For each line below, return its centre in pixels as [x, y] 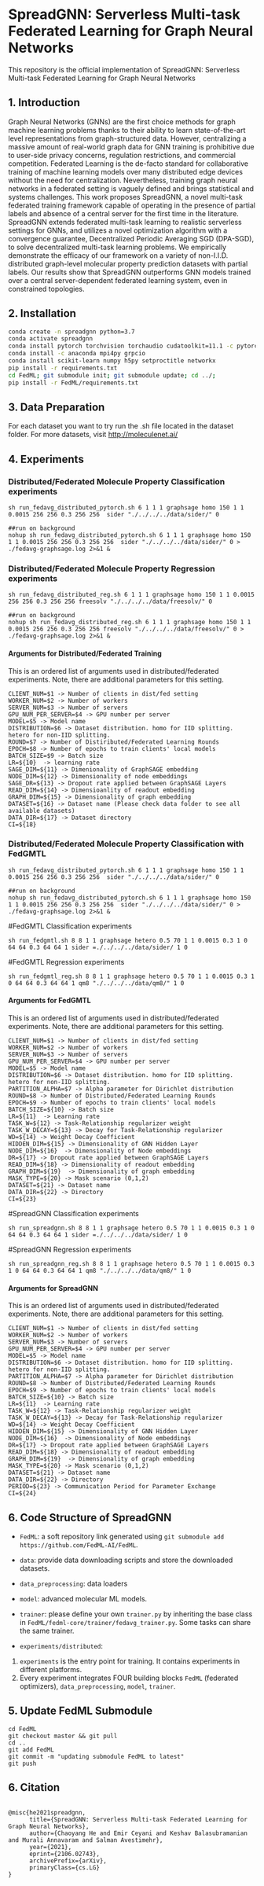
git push [22, 1763]
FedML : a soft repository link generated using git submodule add [122, 1537]
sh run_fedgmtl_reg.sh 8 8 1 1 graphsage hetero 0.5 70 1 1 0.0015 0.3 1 [132, 976]
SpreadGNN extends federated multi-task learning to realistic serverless [125, 222]
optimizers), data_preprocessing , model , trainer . [97, 1686]
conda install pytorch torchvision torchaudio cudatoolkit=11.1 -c [121, 346]
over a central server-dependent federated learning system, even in [118, 280]
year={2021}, [50, 1847]
